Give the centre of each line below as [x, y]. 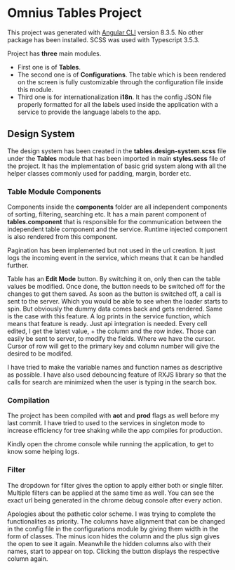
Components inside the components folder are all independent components [117, 207]
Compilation [29, 400]
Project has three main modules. [54, 53]
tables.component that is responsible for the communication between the [115, 222]
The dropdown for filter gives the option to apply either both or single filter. [115, 485]
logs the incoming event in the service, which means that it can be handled [116, 258]
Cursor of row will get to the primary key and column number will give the [113, 346]
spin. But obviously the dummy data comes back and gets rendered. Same [115, 309]
